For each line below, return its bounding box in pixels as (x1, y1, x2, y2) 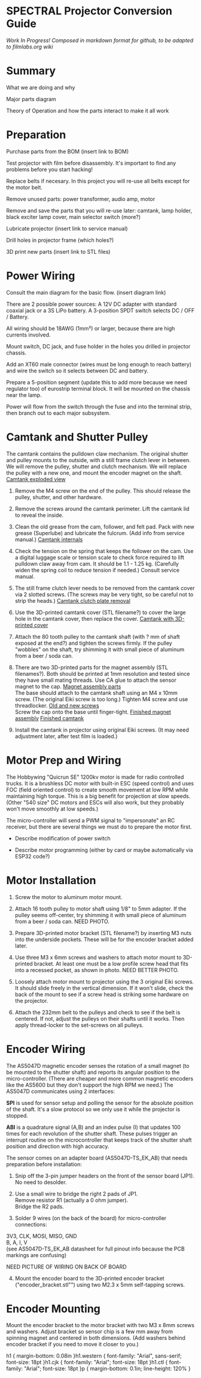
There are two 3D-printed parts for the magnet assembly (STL (14, 663, 169, 671)
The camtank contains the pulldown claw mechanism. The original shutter (6, 450, 188, 457)
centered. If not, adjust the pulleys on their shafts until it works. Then (14, 1015, 185, 1022)
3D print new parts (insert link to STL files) (6, 248, 111, 255)
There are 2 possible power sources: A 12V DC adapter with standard (6, 301, 177, 308)
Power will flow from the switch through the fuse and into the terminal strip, (6, 403, 192, 410)
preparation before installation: (6, 1160, 82, 1168)
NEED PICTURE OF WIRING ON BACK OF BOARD (6, 1263, 127, 1270)
